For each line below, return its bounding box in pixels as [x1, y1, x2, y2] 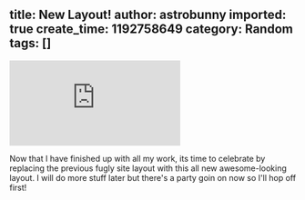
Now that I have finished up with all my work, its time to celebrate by [9, 153, 266, 164]
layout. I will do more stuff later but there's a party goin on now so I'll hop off [9, 172, 297, 183]
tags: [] [9, 35, 52, 51]
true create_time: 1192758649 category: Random [9, 22, 293, 37]
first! [9, 182, 27, 193]
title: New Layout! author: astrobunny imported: [9, 7, 287, 23]
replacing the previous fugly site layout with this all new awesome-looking [9, 163, 287, 174]
